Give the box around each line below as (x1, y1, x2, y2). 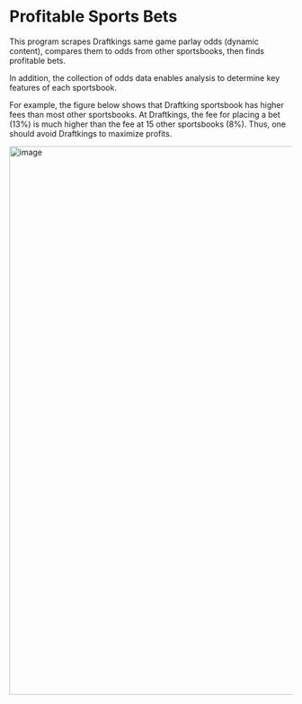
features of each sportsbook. (9, 82, 117, 93)
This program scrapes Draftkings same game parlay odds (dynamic (9, 36, 259, 47)
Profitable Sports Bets (9, 6, 178, 27)
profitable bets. (9, 55, 66, 66)
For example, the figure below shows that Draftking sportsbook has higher (9, 99, 285, 110)
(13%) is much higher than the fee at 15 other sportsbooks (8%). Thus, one (9, 119, 286, 129)
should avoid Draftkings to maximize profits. (9, 128, 173, 138)
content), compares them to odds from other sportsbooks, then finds (9, 45, 265, 56)
